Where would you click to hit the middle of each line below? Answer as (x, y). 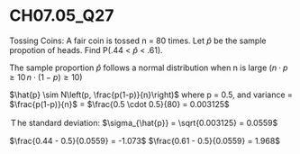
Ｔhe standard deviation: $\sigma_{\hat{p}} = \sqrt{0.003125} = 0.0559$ (144, 122)
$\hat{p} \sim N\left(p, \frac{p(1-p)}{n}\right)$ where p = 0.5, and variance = (151, 95)
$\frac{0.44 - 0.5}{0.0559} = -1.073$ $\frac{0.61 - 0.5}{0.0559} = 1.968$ (145, 140)
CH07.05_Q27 (62, 16)
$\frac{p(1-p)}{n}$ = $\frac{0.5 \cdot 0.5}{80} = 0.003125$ (119, 104)
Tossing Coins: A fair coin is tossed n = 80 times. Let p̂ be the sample (138, 41)
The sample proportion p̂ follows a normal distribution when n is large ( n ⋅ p (149, 68)
